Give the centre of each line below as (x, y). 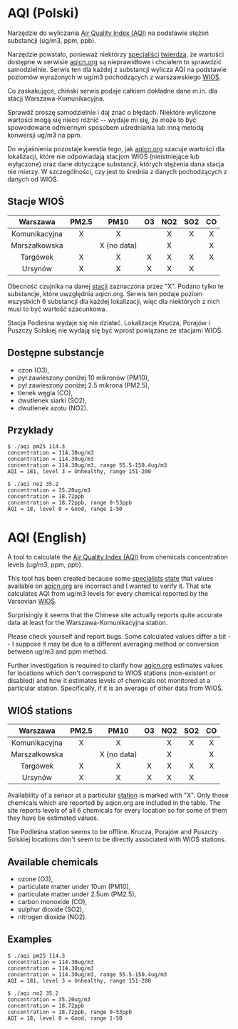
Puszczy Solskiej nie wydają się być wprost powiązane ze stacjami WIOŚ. (115, 330)
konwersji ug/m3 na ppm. (45, 135)
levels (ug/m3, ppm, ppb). (45, 564)
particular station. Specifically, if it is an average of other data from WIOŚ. (115, 688)
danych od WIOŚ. (33, 179)
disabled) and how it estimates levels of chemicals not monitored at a (109, 681)
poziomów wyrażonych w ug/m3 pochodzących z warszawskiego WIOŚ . (114, 77)
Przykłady (31, 430)
